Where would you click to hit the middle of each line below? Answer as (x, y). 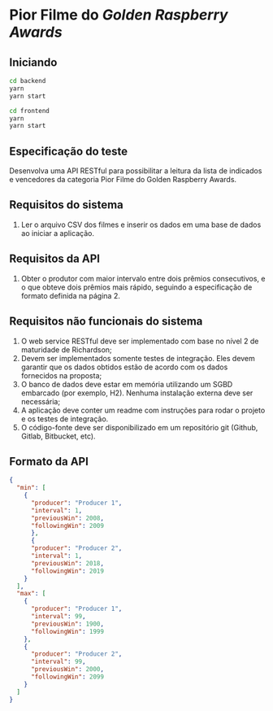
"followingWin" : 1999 (67, 631)
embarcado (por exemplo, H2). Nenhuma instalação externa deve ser (137, 393)
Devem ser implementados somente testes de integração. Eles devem (138, 358)
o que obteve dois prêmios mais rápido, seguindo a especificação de (136, 287)
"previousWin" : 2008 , (67, 518)
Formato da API (49, 461)
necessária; (40, 401)
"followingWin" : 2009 (67, 526)
